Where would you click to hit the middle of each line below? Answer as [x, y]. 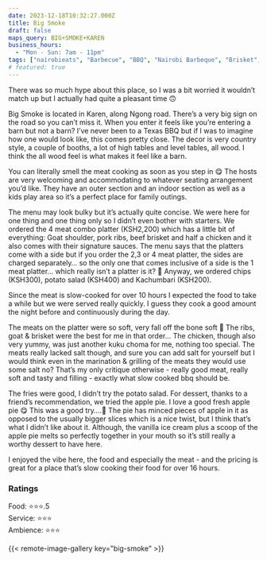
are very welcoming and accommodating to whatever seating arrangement [130, 180]
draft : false [30, 30]
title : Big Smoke [37, 23]
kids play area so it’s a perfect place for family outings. [98, 196]
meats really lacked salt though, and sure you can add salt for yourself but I [132, 352]
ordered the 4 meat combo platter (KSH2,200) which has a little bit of [122, 229]
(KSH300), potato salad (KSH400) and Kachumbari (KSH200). [110, 280]
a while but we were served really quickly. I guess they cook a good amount [132, 304]
